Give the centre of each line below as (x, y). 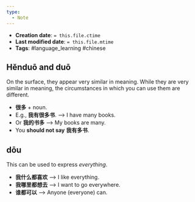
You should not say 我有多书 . (52, 130)
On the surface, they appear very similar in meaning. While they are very (97, 82)
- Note (20, 18)
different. (18, 95)
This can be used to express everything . (57, 165)
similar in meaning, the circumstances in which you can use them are (93, 88)
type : (13, 12)
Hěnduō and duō (39, 67)
